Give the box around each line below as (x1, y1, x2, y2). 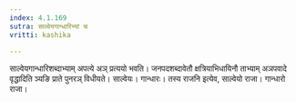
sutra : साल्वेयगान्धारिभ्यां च (9, 22, 88, 31)
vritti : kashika (9, 30, 71, 39)
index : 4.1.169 (9, 13, 67, 23)
